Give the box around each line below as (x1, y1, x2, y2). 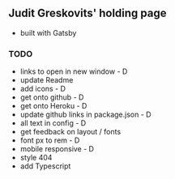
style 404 (19, 153, 53, 163)
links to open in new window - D (19, 66, 128, 76)
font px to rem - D (19, 135, 80, 145)
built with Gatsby (19, 28, 77, 37)
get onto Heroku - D (19, 101, 87, 111)
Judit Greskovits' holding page (8, 6, 168, 20)
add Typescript (19, 161, 71, 171)
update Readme (19, 75, 74, 85)
